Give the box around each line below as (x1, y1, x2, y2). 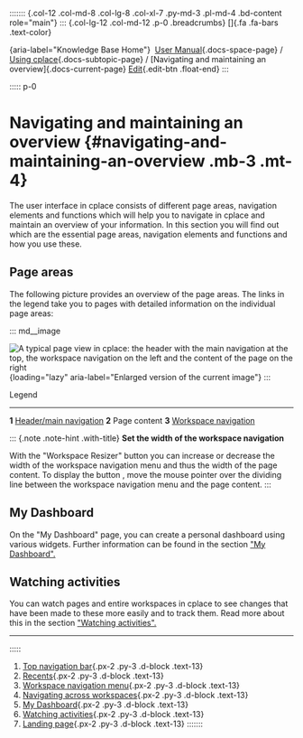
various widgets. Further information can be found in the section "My (9, 538, 266, 549)
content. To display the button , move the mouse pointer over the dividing (9, 469, 282, 480)
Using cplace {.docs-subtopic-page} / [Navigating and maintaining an (9, 54, 267, 64)
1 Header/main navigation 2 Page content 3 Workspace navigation (9, 415, 255, 425)
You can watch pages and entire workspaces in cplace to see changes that (9, 598, 289, 609)
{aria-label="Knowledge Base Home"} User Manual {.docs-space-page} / (9, 44, 284, 55)
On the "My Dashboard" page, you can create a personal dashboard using (9, 528, 286, 540)
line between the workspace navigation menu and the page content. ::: (9, 479, 272, 490)
